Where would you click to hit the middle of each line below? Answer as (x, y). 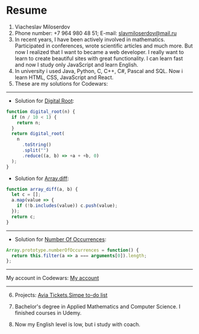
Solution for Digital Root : (44, 100)
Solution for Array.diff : (42, 178)
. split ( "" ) (35, 150)
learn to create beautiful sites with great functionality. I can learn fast (99, 58)
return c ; (23, 217)
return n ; (29, 122)
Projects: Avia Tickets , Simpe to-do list (61, 295)
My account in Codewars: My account (53, 278)
